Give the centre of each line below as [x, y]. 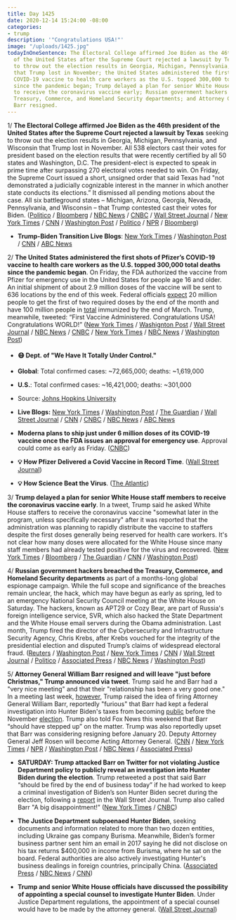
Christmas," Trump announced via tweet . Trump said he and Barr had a [112, 682]
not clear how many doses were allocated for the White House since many [115, 542]
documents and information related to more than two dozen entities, [116, 829]
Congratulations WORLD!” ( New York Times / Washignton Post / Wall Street [116, 324]
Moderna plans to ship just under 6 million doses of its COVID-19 [113, 433]
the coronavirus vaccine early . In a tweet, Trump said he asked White [109, 505]
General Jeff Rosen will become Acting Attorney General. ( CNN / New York [116, 741]
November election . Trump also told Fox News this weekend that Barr [108, 719]
